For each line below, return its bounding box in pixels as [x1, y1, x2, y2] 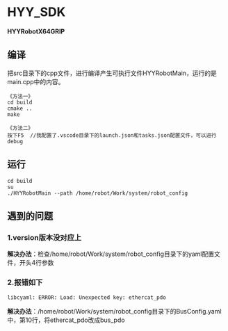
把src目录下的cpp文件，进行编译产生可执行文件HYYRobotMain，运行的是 [7, 69, 217, 77]
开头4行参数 [19, 259, 54, 267]
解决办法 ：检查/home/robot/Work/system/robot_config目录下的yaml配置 [7, 250, 214, 258]
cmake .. [7, 105, 33, 112]
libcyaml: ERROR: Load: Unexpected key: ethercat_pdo [7, 293, 167, 301]
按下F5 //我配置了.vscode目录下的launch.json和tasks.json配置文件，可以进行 [7, 131, 217, 139]
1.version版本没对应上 [7, 232, 82, 242]
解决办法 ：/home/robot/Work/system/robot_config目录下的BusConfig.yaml [7, 307, 222, 315]
